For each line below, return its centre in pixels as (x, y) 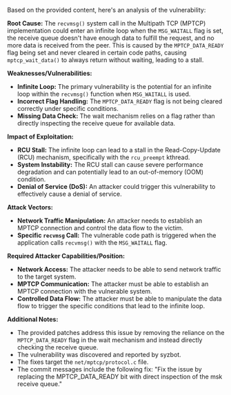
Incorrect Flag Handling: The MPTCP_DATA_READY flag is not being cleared (120, 101)
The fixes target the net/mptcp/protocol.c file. (83, 362)
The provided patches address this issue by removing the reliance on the (121, 333)
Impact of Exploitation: (40, 136)
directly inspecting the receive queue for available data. (96, 123)
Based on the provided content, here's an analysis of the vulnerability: (107, 10)
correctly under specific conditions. (68, 109)
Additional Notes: (33, 319)
